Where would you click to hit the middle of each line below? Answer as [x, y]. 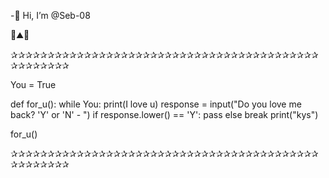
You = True [33, 84]
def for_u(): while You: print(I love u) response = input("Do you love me [156, 104]
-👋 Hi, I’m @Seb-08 [50, 15]
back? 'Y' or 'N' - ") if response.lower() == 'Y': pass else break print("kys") [164, 114]
